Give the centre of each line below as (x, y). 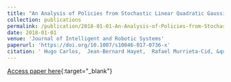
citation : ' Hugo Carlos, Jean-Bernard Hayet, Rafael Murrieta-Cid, (110, 52)
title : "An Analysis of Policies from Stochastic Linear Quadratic (106, 13)
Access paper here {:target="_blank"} (60, 71)
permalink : (23, 26)
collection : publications (44, 20)
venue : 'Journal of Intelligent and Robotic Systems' (86, 39)
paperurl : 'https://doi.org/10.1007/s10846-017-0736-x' (89, 45)
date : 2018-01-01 (32, 32)
